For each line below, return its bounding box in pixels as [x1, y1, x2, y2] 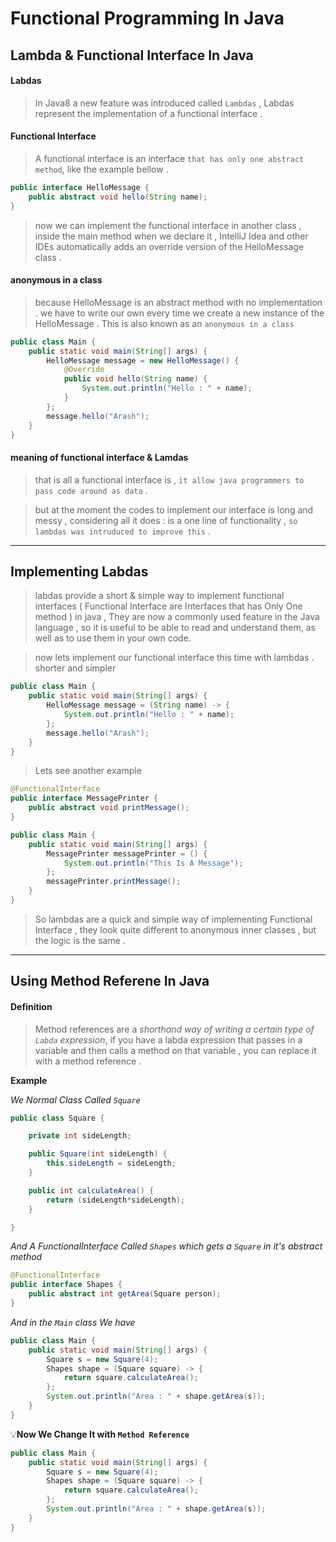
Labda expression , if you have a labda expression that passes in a [34, 1033, 303, 1046]
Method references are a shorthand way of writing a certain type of [34, 1023, 315, 1035]
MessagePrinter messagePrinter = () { [46, 848, 208, 859]
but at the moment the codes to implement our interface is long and [34, 503, 314, 516]
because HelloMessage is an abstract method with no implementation [34, 296, 323, 308]
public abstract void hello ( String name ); [28, 192, 208, 202]
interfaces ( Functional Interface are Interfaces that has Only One [34, 600, 303, 612]
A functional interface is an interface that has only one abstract [34, 152, 305, 164]
